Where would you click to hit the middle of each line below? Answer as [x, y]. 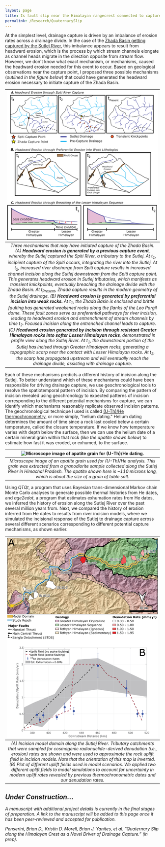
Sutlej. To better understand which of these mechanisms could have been [80, 380]
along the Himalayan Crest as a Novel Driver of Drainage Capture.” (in [77, 834]
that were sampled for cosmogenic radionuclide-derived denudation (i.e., [82, 748]
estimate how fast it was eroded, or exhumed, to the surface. [67, 442]
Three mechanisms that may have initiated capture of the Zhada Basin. [82, 245]
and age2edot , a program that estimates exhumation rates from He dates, [80, 498]
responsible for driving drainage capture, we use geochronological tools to [81, 385]
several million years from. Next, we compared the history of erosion [74, 508]
